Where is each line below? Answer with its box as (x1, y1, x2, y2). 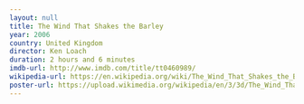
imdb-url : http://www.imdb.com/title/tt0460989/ (9, 64, 196, 73)
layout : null (9, 13, 59, 23)
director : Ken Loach (9, 47, 88, 56)
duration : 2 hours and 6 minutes (9, 55, 136, 64)
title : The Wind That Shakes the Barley (9, 22, 165, 31)
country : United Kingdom (9, 38, 103, 48)
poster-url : (9, 80, 54, 90)
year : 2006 (9, 30, 51, 39)
